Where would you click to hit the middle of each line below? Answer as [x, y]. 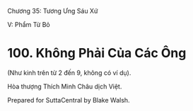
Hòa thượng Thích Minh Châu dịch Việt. [65, 86]
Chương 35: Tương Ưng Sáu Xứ [53, 11]
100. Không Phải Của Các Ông [97, 53]
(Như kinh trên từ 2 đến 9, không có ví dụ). [69, 72]
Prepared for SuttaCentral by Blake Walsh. [69, 100]
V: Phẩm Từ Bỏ [29, 24]
